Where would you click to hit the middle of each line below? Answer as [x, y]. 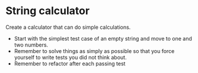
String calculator [48, 11]
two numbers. [31, 45]
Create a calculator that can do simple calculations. [68, 27]
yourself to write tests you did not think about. [70, 57]
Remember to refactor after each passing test [70, 64]
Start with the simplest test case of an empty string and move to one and [103, 38]
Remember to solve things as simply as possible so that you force [94, 51]
